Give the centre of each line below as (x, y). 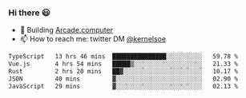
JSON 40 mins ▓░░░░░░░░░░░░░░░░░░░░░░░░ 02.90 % (123, 79)
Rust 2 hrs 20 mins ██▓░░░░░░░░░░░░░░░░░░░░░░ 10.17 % (123, 72)
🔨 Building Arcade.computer (67, 30)
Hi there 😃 (29, 13)
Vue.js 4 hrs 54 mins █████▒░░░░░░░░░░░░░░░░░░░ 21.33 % (123, 64)
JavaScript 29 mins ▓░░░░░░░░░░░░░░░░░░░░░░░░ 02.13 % (123, 86)
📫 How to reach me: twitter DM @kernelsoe (93, 39)
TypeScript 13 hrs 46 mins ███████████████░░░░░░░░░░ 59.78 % (123, 57)
